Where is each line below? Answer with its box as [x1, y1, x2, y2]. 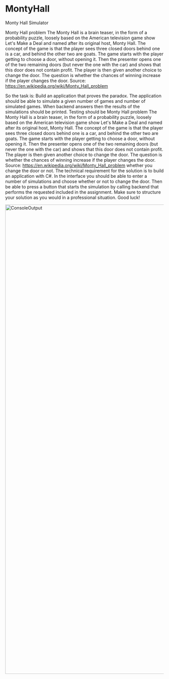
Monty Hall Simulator [5, 20, 49, 26]
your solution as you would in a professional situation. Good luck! [5, 194, 140, 200]
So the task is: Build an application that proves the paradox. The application [5, 93, 162, 99]
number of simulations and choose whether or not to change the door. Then [5, 178, 162, 184]
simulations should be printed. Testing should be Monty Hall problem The [5, 109, 157, 115]
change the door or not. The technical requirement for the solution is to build [5, 167, 164, 174]
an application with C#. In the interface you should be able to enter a [5, 173, 147, 179]
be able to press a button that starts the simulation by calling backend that [5, 183, 159, 189]
